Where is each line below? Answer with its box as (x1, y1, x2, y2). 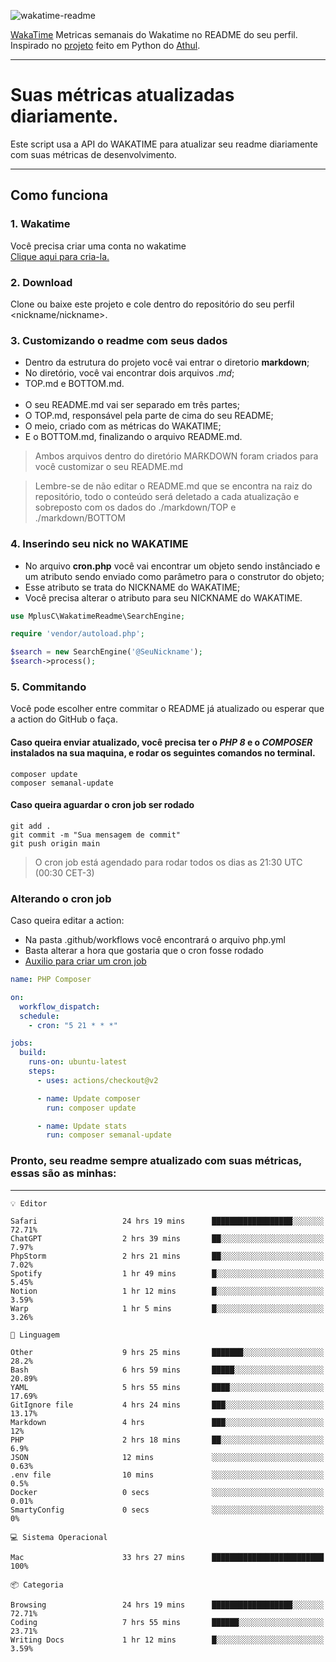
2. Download (10, 275, 73, 289)
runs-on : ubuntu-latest (28, 1057, 128, 1067)
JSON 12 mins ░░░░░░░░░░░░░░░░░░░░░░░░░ (10, 1452, 325, 1462)
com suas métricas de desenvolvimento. (10, 148, 177, 160)
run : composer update (46, 1103, 137, 1113)
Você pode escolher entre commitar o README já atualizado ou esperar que (10, 703, 325, 715)
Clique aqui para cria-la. (10, 250, 110, 262)
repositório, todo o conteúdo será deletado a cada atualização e (34, 491, 300, 503)
